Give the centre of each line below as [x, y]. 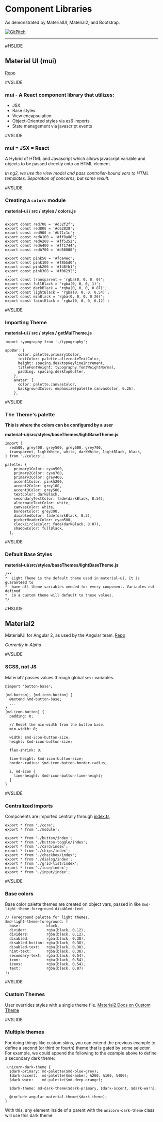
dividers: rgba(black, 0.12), [48, 934]
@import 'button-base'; [29, 686]
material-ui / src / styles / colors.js [41, 211]
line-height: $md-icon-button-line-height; [58, 776]
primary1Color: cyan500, [39, 469]
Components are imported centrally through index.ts [57, 816]
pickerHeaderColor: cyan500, [43, 520]
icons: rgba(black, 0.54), [48, 964]
